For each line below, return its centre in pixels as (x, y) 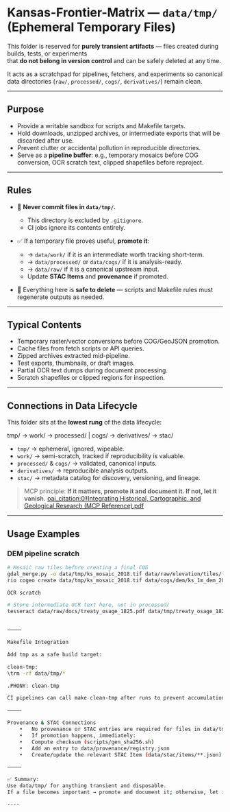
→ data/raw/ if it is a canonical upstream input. (93, 269)
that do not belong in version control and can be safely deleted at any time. (114, 60)
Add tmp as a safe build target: (55, 654)
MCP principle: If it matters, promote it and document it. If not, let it (120, 491)
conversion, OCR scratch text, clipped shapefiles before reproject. (110, 162)
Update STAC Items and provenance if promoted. (98, 276)
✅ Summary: (23, 780)
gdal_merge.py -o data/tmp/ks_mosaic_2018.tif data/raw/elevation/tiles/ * (116, 574)
